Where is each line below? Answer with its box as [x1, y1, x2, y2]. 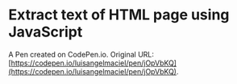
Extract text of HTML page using [8, 6, 230, 24]
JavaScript [8, 23, 83, 41]
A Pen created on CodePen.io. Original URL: [8, 49, 155, 59]
